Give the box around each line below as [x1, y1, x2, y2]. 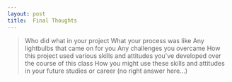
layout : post [7, 10, 46, 18]
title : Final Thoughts [7, 17, 78, 24]
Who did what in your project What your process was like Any [24, 36, 205, 45]
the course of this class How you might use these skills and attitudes [24, 59, 225, 67]
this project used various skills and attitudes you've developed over [24, 51, 221, 60]
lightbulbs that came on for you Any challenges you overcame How [24, 44, 221, 52]
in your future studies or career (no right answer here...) [24, 66, 188, 75]
